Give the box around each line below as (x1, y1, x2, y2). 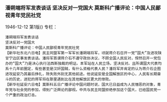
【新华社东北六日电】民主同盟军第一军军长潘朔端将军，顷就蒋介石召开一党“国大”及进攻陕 (5, 51, 162, 55)
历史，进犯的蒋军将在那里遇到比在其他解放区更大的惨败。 (12, 77, 113, 82)
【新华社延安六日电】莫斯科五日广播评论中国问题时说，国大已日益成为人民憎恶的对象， (5, 82, 158, 87)
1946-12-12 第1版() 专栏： (5, 24, 58, 30)
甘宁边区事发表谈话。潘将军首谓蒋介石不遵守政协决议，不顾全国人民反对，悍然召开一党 (5, 56, 158, 61)
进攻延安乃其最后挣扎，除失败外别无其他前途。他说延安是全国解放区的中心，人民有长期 (5, 72, 158, 77)
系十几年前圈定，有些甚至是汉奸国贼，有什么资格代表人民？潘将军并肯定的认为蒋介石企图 (5, 66, 161, 71)
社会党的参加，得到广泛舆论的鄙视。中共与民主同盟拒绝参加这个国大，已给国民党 (16, 88, 158, 93)
